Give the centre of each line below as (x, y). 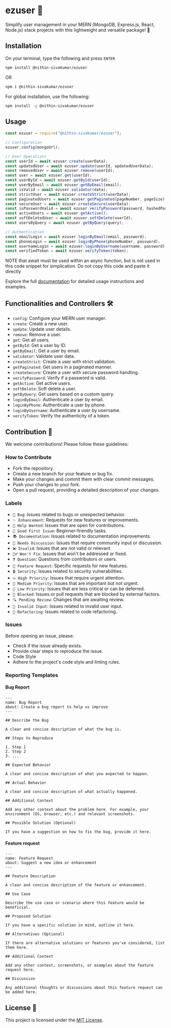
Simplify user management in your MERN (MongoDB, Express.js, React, (80, 24)
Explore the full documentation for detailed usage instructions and (75, 281)
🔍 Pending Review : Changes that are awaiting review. (68, 599)
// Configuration (24, 143)
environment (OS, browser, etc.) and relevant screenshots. (70, 814)
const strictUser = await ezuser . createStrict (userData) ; (68, 194)
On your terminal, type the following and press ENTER (60, 58)
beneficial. (18, 907)
